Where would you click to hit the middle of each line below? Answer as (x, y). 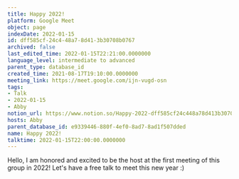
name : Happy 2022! (34, 133)
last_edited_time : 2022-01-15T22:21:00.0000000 (79, 54)
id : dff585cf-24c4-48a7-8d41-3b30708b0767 (71, 41)
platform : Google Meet (41, 21)
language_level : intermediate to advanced (71, 61)
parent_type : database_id (46, 67)
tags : (15, 87)
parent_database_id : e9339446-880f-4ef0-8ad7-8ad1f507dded (97, 127)
